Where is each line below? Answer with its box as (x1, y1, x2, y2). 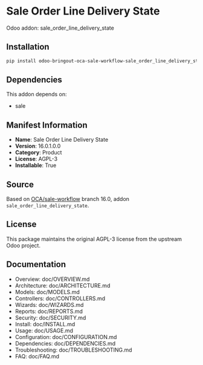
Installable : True (14, 162, 57, 169)
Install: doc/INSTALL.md (14, 320, 76, 327)
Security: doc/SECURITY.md (14, 314, 86, 321)
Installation (6, 42, 50, 52)
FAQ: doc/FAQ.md (14, 352, 59, 360)
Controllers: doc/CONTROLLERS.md (14, 295, 106, 302)
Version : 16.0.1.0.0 (14, 142, 61, 150)
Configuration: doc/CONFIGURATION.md (14, 333, 117, 340)
